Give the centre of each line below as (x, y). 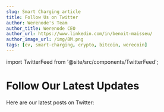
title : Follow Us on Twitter (42, 17)
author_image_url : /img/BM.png (45, 39)
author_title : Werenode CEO (41, 28)
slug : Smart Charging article (44, 12)
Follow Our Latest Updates (73, 86)
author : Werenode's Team (37, 23)
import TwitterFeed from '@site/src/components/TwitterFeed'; (82, 62)
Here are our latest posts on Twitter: (50, 102)
